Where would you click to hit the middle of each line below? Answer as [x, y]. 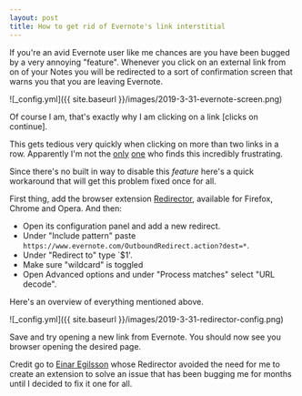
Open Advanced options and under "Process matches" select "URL [149, 274]
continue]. [29, 126]
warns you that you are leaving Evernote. [86, 81]
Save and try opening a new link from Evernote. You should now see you [146, 337]
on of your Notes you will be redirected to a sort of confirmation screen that [151, 71]
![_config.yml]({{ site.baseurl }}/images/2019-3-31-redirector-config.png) [146, 319]
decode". [40, 284]
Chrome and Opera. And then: [66, 208]
